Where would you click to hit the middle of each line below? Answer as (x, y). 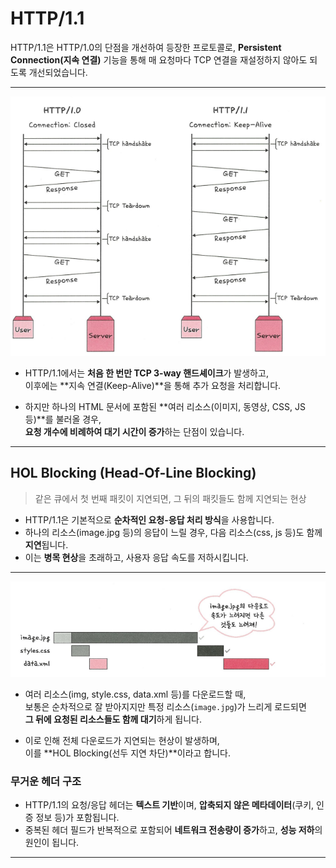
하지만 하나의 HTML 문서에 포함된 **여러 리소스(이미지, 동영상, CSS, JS (165, 406)
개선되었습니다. (58, 72)
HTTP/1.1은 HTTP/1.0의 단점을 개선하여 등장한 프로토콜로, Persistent (146, 47)
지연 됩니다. (46, 544)
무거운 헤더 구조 (46, 781)
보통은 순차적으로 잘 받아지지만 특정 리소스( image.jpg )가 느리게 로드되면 (165, 706)
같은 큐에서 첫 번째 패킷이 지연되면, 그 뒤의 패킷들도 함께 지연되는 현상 (170, 498)
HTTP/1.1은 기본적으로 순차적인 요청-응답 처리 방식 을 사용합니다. (149, 519)
